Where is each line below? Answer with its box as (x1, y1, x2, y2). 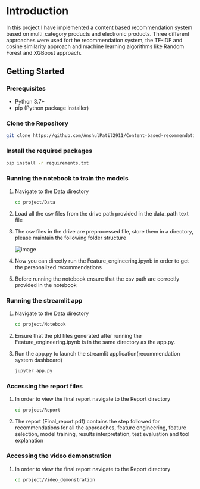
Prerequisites (6, 85, 46, 93)
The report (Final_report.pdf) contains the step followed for (14, 418, 160, 425)
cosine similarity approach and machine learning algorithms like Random (6, 43, 185, 50)
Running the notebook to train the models (6, 174, 129, 182)
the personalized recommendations (14, 264, 102, 271)
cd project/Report (14, 407, 61, 413)
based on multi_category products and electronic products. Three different (6, 30, 190, 37)
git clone (6, 132, 31, 138)
